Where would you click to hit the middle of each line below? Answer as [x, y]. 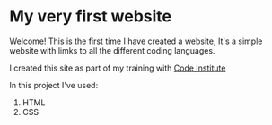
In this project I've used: [54, 85]
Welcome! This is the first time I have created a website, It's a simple [136, 41]
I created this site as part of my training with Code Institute [118, 68]
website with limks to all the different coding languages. [112, 50]
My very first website [91, 17]
